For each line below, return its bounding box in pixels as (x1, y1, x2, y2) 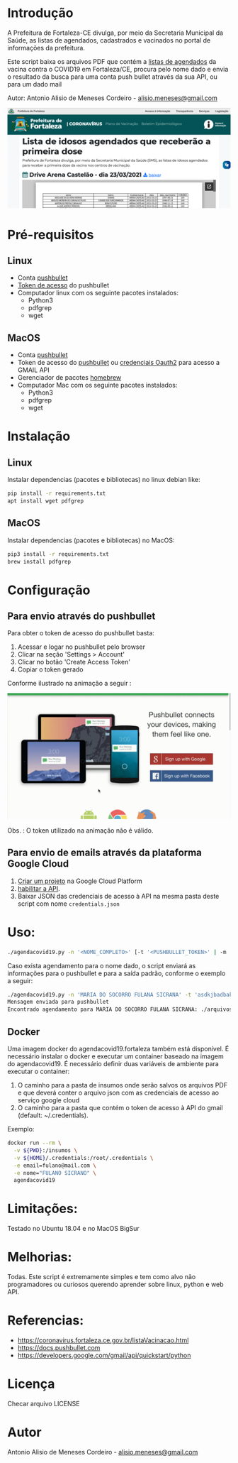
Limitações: (7, 1201, 78, 1217)
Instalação (7, 428, 71, 444)
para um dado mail (7, 80, 62, 88)
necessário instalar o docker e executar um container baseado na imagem (7, 1052, 225, 1061)
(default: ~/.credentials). (17, 1111, 89, 1119)
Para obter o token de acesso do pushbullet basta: (7, 629, 154, 637)
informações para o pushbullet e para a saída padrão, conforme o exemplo (7, 969, 226, 977)
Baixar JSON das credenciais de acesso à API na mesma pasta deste (17, 892, 220, 900)
